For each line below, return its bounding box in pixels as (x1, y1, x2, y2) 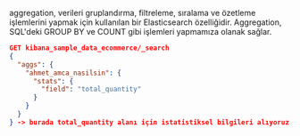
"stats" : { (32, 76, 74, 85)
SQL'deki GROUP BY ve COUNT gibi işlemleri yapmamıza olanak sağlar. (9, 27, 272, 36)
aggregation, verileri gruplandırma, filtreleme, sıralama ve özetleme (9, 8, 256, 18)
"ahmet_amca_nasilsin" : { (25, 68, 122, 77)
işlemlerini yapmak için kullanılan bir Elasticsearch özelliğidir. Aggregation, (9, 17, 282, 28)
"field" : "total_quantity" (41, 84, 142, 94)
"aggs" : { (17, 60, 54, 69)
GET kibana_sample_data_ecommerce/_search (9, 44, 170, 52)
